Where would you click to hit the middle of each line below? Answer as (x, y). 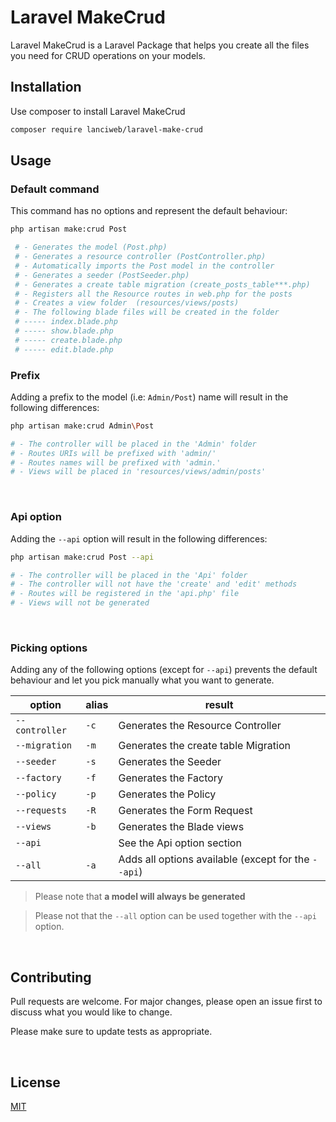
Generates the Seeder (170, 762)
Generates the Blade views (181, 827)
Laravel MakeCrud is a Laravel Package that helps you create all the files (160, 45)
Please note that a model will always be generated (140, 897)
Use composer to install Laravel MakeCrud (98, 111)
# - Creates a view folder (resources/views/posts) (127, 303)
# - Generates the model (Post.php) (91, 247)
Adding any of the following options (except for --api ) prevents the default (164, 670)
